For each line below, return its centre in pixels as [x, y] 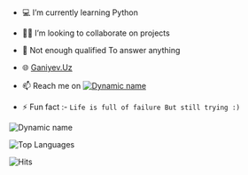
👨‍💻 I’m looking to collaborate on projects [96, 33]
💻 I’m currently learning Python [80, 12]
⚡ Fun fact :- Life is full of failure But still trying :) [131, 107]
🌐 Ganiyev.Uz [47, 68]
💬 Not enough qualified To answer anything [101, 50]
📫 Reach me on [51, 86]
